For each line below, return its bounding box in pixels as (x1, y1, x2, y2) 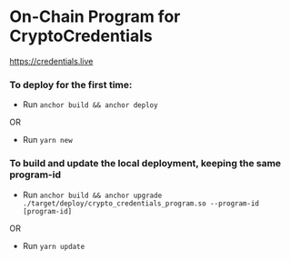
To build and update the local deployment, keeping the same (9, 157, 282, 170)
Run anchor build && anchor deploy (22, 99, 158, 110)
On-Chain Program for (9, 6, 181, 27)
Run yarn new (22, 135, 73, 145)
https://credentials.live (9, 55, 94, 66)
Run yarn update (22, 240, 85, 251)
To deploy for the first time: (9, 78, 133, 91)
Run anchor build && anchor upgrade (22, 189, 163, 200)
